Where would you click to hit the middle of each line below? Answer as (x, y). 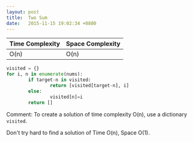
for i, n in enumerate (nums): (45, 74)
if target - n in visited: (60, 80)
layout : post (23, 12)
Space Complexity (93, 44)
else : (35, 91)
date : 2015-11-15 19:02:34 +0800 (51, 23)
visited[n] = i (66, 97)
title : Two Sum (27, 18)
